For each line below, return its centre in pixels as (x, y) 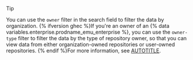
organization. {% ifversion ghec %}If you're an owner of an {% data (88, 26)
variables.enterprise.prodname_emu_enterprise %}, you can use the (88, 32)
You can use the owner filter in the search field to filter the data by (85, 20)
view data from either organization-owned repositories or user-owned (91, 44)
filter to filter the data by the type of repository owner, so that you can (102, 38)
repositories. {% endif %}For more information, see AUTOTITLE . (84, 51)
